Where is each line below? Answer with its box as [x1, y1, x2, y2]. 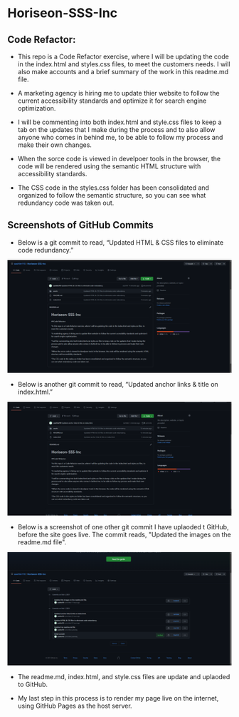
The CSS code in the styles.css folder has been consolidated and [17, 183, 210, 192]
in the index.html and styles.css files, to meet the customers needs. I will [17, 60, 230, 68]
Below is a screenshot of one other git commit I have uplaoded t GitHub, [17, 522, 229, 531]
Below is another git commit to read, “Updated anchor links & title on [17, 380, 218, 388]
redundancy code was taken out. [17, 198, 115, 207]
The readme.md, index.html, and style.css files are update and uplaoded [17, 672, 230, 681]
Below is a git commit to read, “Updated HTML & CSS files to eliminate [17, 238, 224, 247]
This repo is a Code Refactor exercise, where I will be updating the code [17, 52, 229, 61]
